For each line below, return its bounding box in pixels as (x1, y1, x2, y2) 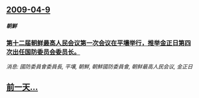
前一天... (6, 82, 38, 93)
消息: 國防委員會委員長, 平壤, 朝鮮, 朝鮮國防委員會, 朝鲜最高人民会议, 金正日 (6, 63, 193, 70)
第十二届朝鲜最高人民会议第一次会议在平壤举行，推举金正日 (6, 39, 179, 47)
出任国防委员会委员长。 (12, 48, 81, 57)
